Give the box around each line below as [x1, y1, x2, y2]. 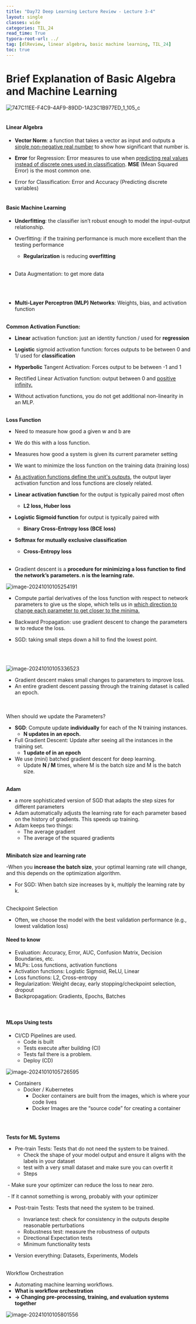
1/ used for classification [14, 352, 76, 359]
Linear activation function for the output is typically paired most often [14, 491, 184, 498]
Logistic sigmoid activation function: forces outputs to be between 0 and [14, 346, 191, 353]
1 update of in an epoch [23, 749, 81, 756]
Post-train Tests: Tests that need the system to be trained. [14, 1204, 155, 1211]
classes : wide [6, 19, 41, 25]
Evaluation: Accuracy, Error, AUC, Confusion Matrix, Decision [14, 949, 163, 956]
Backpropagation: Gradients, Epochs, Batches [14, 993, 126, 1000]
